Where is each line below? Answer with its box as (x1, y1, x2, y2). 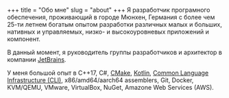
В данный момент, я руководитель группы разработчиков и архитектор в (7, 48, 223, 56)
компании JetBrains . (7, 56, 67, 64)
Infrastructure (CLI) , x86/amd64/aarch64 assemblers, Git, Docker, (7, 76, 194, 84)
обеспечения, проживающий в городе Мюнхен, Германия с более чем (7, 13, 215, 21)
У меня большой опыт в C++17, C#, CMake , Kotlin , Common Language (7, 69, 209, 77)
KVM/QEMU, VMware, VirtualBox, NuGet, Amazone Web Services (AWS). (7, 84, 214, 91)
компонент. (7, 35, 41, 43)
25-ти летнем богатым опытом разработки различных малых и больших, (7, 21, 223, 28)
